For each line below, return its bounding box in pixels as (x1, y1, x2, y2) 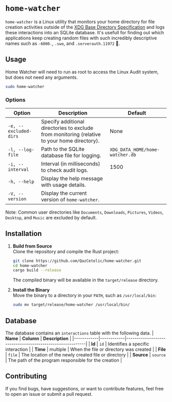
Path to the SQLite (40, 145, 84, 152)
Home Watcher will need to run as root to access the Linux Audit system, (5, 69, 159, 75)
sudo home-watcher (5, 84, 45, 89)
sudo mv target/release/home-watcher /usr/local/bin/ (12, 302, 130, 307)
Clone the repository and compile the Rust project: (12, 248, 119, 254)
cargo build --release (12, 267, 61, 273)
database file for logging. (40, 152, 101, 159)
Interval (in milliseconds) (40, 160, 100, 167)
